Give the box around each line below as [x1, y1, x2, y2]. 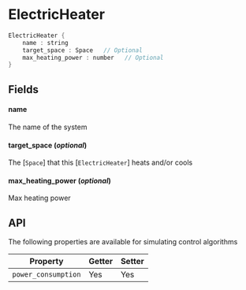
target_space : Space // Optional [22, 46, 143, 54]
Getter [88, 256, 114, 267]
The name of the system [8, 122, 88, 132]
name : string [22, 39, 69, 46]
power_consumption [12, 270, 81, 279]
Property [29, 256, 64, 267]
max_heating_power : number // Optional [22, 54, 164, 61]
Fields [8, 83, 39, 96]
